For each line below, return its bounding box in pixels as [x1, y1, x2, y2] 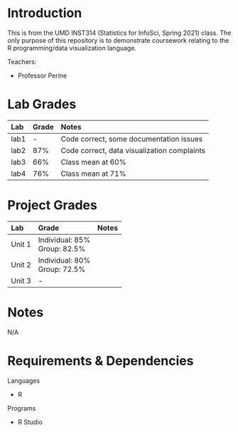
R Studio [17, 418, 43, 426]
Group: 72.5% [38, 264, 86, 274]
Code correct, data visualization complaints [60, 145, 206, 155]
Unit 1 [11, 239, 32, 249]
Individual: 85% [38, 235, 91, 245]
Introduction [7, 5, 82, 21]
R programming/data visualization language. [7, 43, 137, 52]
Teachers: [7, 57, 37, 65]
